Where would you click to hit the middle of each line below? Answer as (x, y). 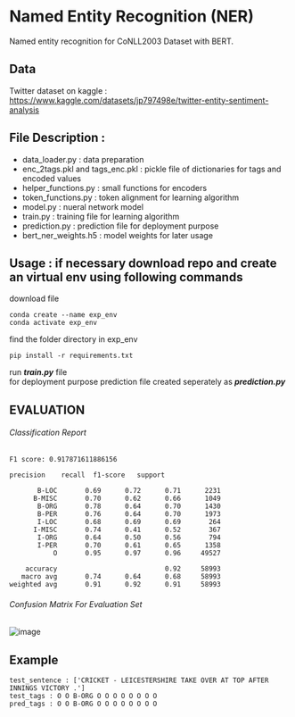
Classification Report (48, 433)
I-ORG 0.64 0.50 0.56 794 (129, 538)
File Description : (57, 138)
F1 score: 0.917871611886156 (63, 459)
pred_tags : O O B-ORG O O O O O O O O (83, 704)
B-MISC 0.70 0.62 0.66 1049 (127, 498)
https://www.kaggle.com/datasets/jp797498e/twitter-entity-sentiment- (139, 100)
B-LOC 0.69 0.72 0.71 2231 (129, 490)
